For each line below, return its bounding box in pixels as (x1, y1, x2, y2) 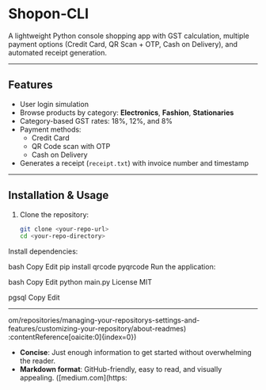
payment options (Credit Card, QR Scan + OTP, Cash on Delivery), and (8, 39, 238, 48)
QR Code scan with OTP (31, 141, 111, 151)
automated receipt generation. (8, 48, 108, 57)
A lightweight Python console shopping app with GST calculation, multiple (8, 31, 249, 40)
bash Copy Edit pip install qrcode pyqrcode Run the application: (8, 262, 216, 272)
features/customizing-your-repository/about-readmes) (8, 324, 187, 334)
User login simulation (19, 99, 89, 109)
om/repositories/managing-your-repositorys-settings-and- (8, 315, 200, 325)
